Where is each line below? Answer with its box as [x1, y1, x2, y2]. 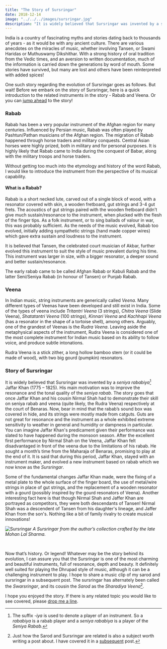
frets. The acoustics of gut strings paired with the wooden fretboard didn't [5, 207, 158, 213]
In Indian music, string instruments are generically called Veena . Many [5, 297, 149, 303]
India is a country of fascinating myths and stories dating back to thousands [5, 35, 161, 41]
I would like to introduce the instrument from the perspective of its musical [5, 168, 158, 174]
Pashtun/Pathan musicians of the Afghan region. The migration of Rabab [5, 132, 154, 138]
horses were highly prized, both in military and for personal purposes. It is [5, 143, 157, 149]
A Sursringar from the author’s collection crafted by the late [32, 526, 156, 532]
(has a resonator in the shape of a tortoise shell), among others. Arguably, [5, 319, 157, 325]
